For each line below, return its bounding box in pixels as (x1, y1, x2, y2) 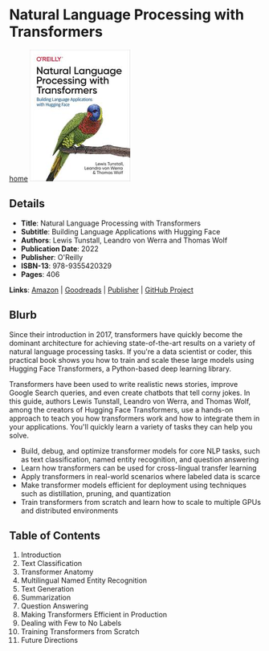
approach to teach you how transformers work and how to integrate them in (9, 413, 260, 423)
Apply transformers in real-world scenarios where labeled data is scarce (20, 471, 261, 481)
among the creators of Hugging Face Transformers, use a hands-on (9, 405, 234, 414)
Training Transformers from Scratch (20, 627, 140, 637)
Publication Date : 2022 (20, 243, 100, 254)
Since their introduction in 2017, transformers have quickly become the (9, 329, 243, 339)
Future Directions (20, 636, 79, 645)
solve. (9, 430, 30, 440)
